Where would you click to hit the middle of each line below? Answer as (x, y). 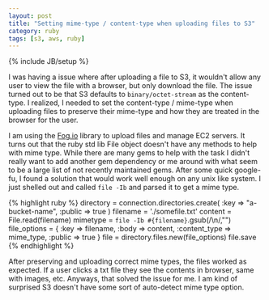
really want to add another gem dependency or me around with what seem (133, 162)
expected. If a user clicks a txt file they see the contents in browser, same (131, 270)
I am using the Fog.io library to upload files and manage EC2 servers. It (127, 136)
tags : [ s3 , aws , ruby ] (47, 38)
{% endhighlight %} (41, 246)
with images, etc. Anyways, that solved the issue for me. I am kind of (123, 279)
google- (248, 170)
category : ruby (34, 31)
